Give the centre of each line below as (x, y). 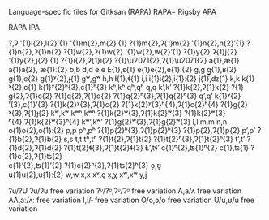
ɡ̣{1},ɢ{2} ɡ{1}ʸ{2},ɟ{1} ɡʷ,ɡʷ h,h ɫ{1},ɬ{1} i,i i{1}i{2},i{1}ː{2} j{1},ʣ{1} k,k (124, 79)
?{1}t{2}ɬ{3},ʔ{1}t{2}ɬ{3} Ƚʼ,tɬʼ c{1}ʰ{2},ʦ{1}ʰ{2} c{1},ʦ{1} (156, 148)
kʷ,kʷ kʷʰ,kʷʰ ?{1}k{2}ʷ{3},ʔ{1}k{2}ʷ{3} (116, 113)
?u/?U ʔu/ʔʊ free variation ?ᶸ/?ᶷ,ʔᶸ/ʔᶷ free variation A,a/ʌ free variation (125, 191)
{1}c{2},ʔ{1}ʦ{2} (36, 156)
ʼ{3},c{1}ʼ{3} (28, 104)
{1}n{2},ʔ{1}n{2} (35, 52)
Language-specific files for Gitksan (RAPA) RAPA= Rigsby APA (113, 12)
